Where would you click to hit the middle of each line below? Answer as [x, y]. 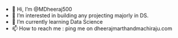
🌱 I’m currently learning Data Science [57, 22]
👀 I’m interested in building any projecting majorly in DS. [80, 15]
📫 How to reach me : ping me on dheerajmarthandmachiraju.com [92, 28]
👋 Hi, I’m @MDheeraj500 [42, 9]
